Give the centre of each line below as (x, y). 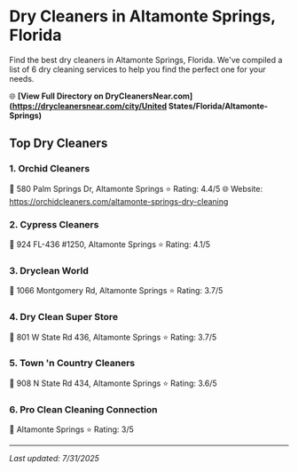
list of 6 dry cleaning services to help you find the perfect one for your (137, 69)
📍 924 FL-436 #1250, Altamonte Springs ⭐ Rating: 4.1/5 (110, 244)
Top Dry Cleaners (59, 144)
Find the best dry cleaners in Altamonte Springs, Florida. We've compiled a (146, 60)
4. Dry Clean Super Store (63, 317)
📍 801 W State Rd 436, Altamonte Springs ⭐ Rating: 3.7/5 (113, 337)
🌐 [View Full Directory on (56, 96)
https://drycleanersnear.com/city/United (90, 106)
